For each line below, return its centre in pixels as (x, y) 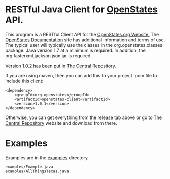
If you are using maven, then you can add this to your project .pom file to (81, 75)
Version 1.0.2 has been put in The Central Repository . (61, 66)
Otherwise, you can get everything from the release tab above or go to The (84, 117)
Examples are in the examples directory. (47, 157)
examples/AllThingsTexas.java (37, 171)
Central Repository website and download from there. (61, 123)
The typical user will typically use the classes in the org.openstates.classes (84, 45)
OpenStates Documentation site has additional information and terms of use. (85, 40)
